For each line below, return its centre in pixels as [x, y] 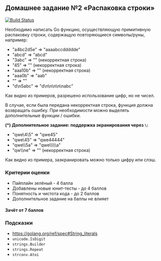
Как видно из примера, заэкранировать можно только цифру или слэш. [80, 160]
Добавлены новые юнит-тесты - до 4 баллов [59, 188]
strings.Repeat [28, 250]
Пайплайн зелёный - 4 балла [42, 183]
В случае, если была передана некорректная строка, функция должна [79, 105]
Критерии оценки [27, 173]
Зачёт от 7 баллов [25, 210]
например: [16, 40]
